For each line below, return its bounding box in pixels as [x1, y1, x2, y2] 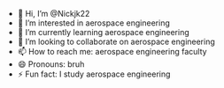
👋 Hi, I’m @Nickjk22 [17, 9, 90, 18]
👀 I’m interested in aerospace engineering [17, 18, 170, 28]
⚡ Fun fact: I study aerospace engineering [17, 69, 171, 79]
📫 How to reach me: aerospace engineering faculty [17, 47, 207, 56]
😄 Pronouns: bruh [17, 59, 85, 70]
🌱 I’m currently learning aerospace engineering [17, 27, 189, 37]
